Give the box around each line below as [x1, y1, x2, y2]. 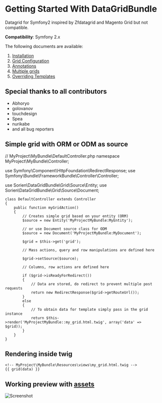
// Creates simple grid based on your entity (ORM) [22, 213, 129, 219]
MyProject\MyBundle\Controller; [5, 158, 69, 164]
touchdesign [12, 111, 37, 116]
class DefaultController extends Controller [5, 196, 96, 202]
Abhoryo [12, 100, 30, 106]
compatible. [5, 24, 29, 30]
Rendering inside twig [5, 350, 73, 358]
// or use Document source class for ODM [22, 226, 107, 231]
